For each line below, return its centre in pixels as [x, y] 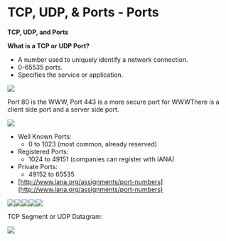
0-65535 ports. [40, 67]
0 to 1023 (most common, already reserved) [93, 144]
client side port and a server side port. [63, 109]
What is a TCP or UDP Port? [49, 45]
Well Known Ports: [44, 136]
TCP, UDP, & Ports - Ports [83, 12]
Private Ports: [38, 166]
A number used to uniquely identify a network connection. [103, 59]
